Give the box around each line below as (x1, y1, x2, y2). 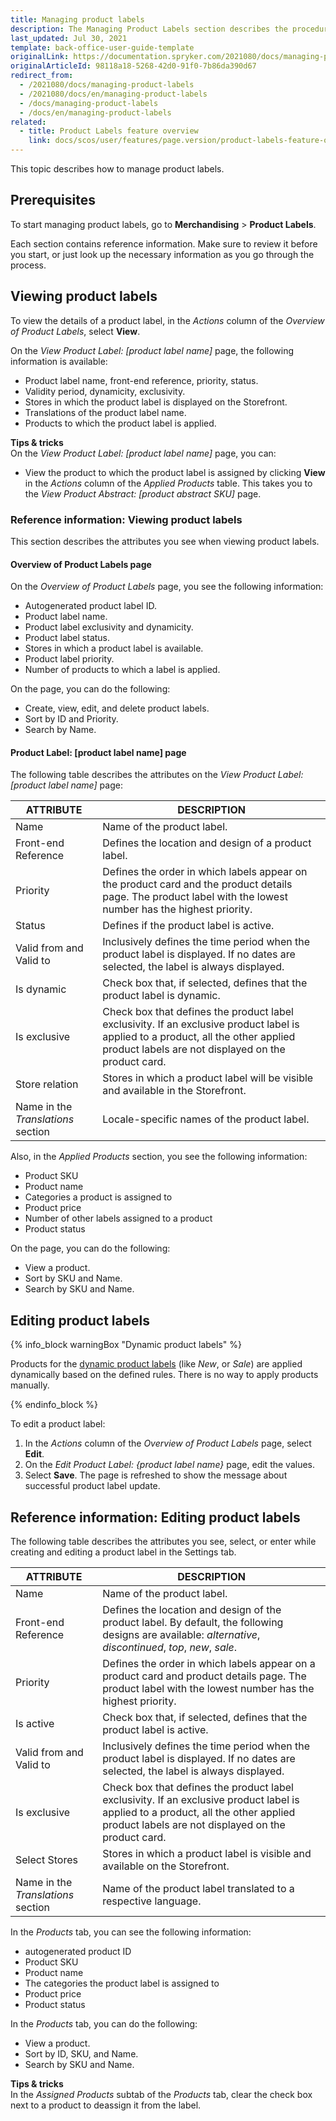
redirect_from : (10, 71, 74, 81)
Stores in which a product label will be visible (102, 1071, 314, 1085)
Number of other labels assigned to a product (24, 1212, 213, 1225)
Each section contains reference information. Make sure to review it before (10, 237, 318, 250)
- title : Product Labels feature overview (19, 126, 199, 136)
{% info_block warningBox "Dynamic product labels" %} (10, 1339, 242, 1351)
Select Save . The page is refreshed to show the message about (24, 1469, 288, 1481)
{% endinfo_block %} (10, 1399, 99, 1411)
